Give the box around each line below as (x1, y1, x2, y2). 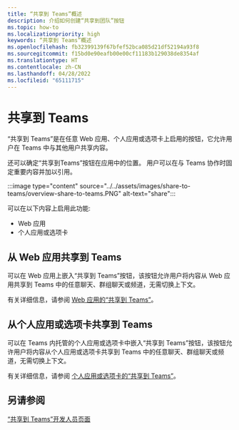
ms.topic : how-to (7, 24, 59, 31)
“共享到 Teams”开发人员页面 (7, 414, 91, 423)
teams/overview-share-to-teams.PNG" (7, 190, 121, 198)
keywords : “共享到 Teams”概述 (7, 37, 92, 44)
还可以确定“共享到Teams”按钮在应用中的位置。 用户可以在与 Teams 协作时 (7, 158, 226, 168)
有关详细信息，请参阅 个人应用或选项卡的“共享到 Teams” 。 (7, 372, 180, 380)
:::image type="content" (7, 182, 78, 190)
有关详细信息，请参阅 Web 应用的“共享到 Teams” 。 (7, 295, 158, 304)
